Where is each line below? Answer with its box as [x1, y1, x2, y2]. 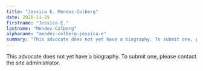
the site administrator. [6, 59, 60, 66]
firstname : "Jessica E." [6, 20, 69, 26]
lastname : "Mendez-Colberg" [6, 25, 77, 32]
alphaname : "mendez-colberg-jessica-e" [6, 31, 107, 37]
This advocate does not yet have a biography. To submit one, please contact [6, 53, 197, 60]
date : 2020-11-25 [6, 14, 50, 20]
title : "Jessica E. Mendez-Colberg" [6, 8, 98, 15]
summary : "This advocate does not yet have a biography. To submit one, [6, 36, 193, 42]
